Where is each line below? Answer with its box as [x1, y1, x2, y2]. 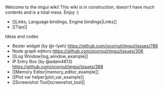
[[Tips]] [12, 24, 28, 30]
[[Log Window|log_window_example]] [12, 53, 88, 59]
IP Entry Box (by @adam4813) [12, 59, 73, 64]
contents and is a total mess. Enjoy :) [5, 9, 79, 15]
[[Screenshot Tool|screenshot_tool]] [12, 79, 85, 85]
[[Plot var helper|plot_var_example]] [12, 74, 84, 80]
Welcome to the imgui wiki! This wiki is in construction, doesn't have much [5, 4, 155, 10]
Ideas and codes [5, 34, 39, 39]
